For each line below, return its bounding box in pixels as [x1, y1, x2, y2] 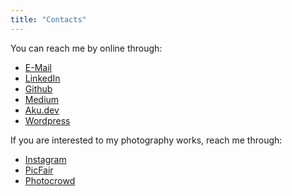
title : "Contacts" [10, 14, 87, 25]
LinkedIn [24, 72, 61, 84]
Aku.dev [24, 104, 60, 116]
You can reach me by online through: [10, 42, 163, 54]
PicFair [24, 164, 54, 176]
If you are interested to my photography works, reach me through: [10, 134, 283, 146]
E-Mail [24, 61, 52, 73]
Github [24, 82, 53, 95]
